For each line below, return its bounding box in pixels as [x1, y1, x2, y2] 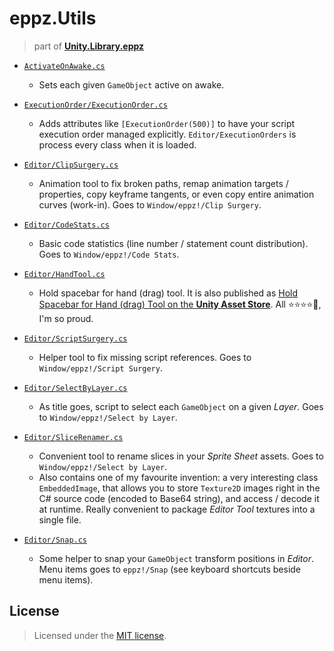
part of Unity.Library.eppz [33, 40, 145, 52]
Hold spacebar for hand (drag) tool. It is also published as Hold [38, 287, 299, 299]
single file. [38, 513, 82, 526]
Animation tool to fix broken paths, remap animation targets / [38, 177, 289, 189]
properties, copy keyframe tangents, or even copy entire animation [38, 188, 315, 200]
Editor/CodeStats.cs [23, 220, 110, 230]
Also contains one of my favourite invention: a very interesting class [38, 471, 319, 483]
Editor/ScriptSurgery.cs [23, 333, 128, 344]
